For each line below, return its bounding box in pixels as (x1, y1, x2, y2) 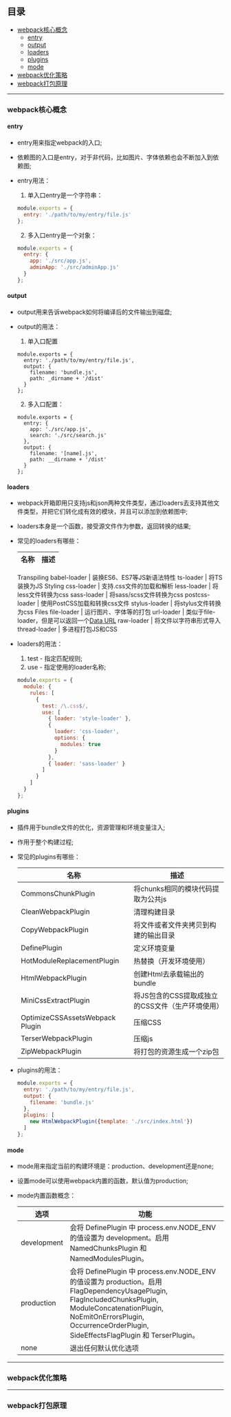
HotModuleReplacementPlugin (20, 956, 120, 966)
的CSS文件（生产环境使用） (133, 1001, 223, 1011)
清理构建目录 (133, 907, 175, 917)
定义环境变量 (133, 943, 175, 953)
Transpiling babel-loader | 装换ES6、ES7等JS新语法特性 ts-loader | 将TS (16, 574, 223, 582)
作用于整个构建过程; (16, 838, 74, 846)
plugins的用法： (16, 1066, 63, 1074)
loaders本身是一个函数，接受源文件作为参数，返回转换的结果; (16, 522, 191, 530)
